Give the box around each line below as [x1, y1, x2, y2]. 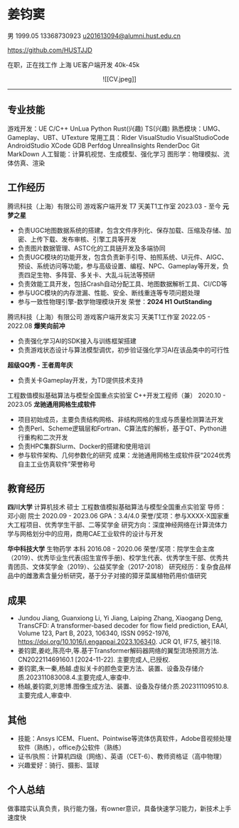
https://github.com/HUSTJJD [7, 46, 92, 54]
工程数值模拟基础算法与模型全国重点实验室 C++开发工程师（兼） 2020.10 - [7, 390, 226, 400]
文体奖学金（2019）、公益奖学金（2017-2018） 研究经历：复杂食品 [31, 562, 225, 571]
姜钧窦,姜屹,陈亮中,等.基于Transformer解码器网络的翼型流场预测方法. [17, 647, 219, 655]
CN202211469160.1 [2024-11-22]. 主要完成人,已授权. [17, 655, 171, 664]
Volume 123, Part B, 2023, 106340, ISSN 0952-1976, [17, 629, 171, 637]
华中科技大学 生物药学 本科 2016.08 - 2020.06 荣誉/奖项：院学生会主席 [7, 545, 215, 553]
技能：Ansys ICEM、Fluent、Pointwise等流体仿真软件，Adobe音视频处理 [17, 734, 232, 742]
